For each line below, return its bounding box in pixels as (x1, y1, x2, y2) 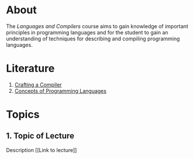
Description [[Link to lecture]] (6, 146, 77, 153)
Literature (6, 62, 55, 75)
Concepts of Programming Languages (14, 87, 107, 94)
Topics (6, 108, 40, 121)
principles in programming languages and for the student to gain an (6, 29, 168, 36)
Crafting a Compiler (14, 81, 63, 88)
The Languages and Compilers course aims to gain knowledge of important (6, 22, 189, 30)
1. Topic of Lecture (6, 131, 75, 141)
